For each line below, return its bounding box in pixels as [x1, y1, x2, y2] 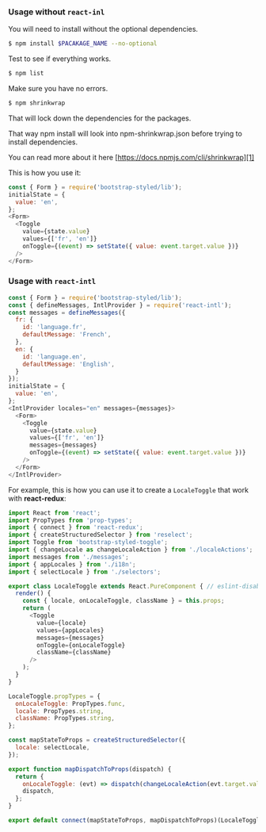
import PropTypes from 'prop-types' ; [8, 516, 133, 524]
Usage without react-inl [8, 6, 105, 17]
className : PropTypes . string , [15, 715, 115, 723]
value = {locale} [36, 619, 87, 627]
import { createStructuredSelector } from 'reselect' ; [8, 531, 193, 539]
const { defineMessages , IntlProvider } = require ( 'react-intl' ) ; [8, 301, 232, 309]
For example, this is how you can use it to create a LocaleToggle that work [8, 485, 249, 494]
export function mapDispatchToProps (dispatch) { [8, 765, 172, 773]
